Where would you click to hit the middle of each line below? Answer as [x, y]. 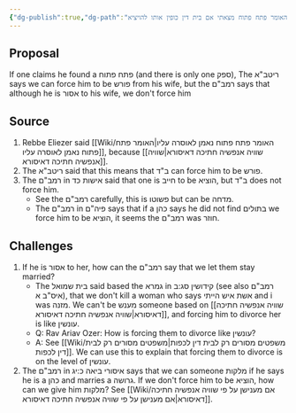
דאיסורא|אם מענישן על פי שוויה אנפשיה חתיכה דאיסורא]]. [118, 399]
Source [30, 121]
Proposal [34, 54]
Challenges [41, 246]
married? [38, 277]
